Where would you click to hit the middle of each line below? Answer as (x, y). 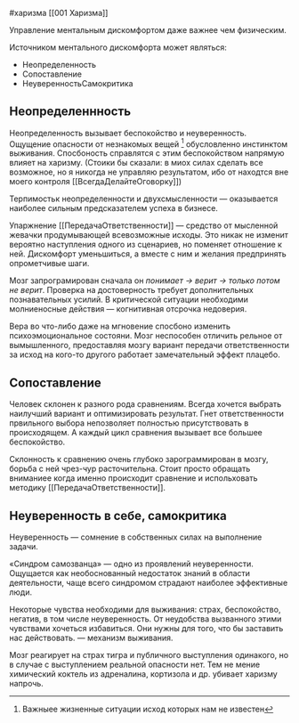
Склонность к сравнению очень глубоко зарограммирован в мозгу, (139, 459)
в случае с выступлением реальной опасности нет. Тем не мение (135, 665)
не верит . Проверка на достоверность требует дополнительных (131, 290)
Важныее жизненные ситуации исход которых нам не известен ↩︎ (148, 709)
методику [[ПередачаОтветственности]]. (88, 488)
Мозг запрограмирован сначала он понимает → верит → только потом (145, 280)
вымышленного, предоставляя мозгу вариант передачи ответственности (149, 345)
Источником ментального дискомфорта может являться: (118, 47)
